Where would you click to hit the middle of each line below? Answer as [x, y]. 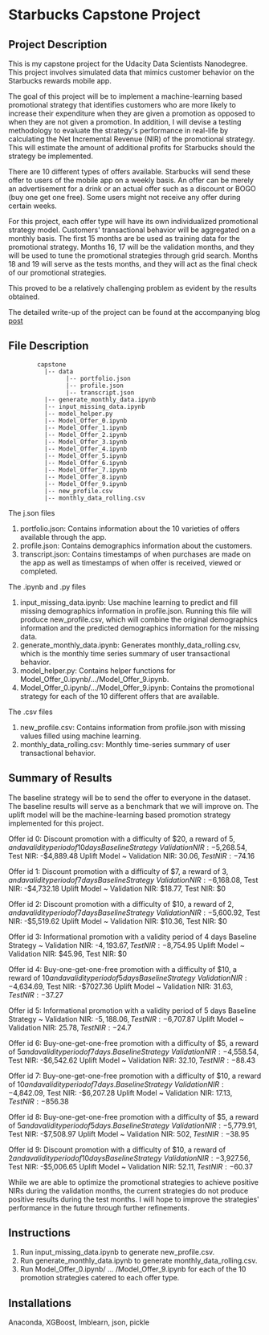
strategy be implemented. [51, 156]
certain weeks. [33, 206]
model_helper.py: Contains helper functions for [98, 670]
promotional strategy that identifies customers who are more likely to [122, 105]
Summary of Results [60, 778]
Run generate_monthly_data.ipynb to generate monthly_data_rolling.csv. [139, 1261]
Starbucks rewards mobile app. [60, 81]
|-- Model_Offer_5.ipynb [86, 455]
